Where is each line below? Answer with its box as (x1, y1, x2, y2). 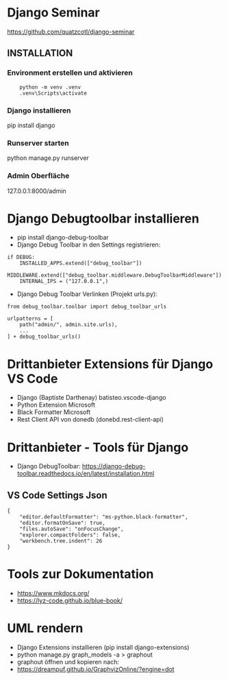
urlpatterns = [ (7, 315, 53, 322)
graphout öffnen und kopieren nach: (16, 658, 120, 666)
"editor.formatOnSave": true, (19, 520, 106, 527)
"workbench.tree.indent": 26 (19, 538, 103, 545)
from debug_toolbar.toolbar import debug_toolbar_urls (7, 304, 167, 310)
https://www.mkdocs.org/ (16, 589, 90, 598)
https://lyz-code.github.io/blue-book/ (16, 596, 123, 605)
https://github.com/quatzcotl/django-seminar (7, 27, 135, 36)
